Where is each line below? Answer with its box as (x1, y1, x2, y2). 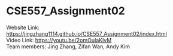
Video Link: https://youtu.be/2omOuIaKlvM (6, 36, 112, 43)
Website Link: (6, 24, 40, 31)
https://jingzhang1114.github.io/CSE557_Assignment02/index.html (6, 30, 168, 37)
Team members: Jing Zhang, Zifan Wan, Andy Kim (6, 43, 130, 50)
